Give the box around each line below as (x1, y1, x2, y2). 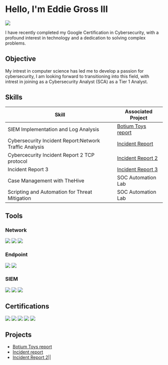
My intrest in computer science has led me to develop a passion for (5, 68, 144, 74)
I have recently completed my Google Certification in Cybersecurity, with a (5, 29, 159, 36)
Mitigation (7, 194, 31, 201)
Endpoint (5, 251, 28, 258)
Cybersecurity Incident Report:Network (7, 137, 100, 144)
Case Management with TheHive (7, 177, 84, 184)
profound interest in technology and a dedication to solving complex (5, 35, 146, 41)
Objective (5, 55, 36, 63)
